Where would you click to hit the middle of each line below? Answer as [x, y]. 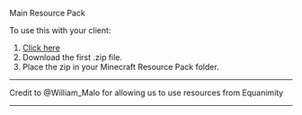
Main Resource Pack [47, 13]
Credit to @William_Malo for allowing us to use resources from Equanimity [147, 93]
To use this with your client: [60, 30]
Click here [41, 48]
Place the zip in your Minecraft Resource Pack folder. [120, 67]
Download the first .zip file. [72, 57]
